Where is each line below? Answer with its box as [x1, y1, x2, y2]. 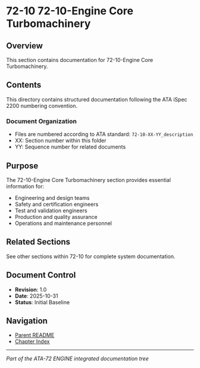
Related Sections [6, 237, 70, 247]
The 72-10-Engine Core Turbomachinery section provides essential [6, 176, 171, 183]
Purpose [6, 160, 39, 171]
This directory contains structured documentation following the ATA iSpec [6, 95, 187, 103]
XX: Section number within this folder [14, 137, 107, 144]
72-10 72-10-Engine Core [6, 4, 134, 18]
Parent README [14, 332, 55, 339]
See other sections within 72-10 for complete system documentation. [6, 252, 176, 260]
